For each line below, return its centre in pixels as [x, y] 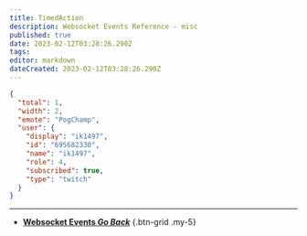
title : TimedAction [47, 18]
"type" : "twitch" [59, 179]
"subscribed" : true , [65, 170]
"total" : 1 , [41, 102]
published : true [40, 35]
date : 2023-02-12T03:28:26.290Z [71, 43]
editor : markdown [42, 60]
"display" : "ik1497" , [67, 137]
